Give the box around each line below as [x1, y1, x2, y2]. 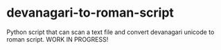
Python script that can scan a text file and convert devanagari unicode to [6, 28, 215, 36]
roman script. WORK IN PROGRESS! [6, 35, 109, 43]
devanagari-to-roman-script [6, 5, 175, 21]
